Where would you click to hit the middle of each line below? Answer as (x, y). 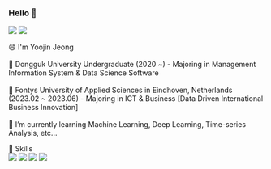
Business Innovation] (43, 108)
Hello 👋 (23, 13)
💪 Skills (21, 149)
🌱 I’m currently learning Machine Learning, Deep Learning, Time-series (127, 125)
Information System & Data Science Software (84, 73)
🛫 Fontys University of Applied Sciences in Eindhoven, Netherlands (120, 90)
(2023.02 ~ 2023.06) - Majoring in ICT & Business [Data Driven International (136, 99)
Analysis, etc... (33, 133)
